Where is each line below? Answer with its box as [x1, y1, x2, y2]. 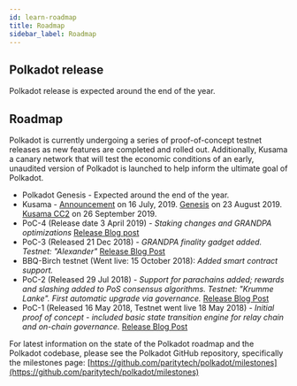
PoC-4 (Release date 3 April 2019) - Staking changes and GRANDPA [21, 218, 272, 228]
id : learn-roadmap [9, 12, 77, 22]
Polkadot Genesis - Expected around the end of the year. [21, 189, 230, 200]
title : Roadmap [9, 21, 65, 30]
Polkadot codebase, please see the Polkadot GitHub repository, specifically [9, 348, 284, 359]
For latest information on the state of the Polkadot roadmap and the [9, 338, 255, 349]
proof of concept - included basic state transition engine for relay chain [21, 312, 285, 322]
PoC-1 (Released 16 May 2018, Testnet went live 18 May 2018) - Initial [21, 303, 275, 313]
